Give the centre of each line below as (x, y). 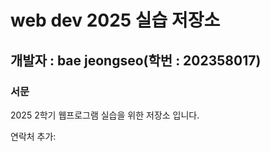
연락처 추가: (33, 136)
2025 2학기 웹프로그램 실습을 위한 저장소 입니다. (105, 115)
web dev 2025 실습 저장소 (115, 20)
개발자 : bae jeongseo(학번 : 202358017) (136, 60)
